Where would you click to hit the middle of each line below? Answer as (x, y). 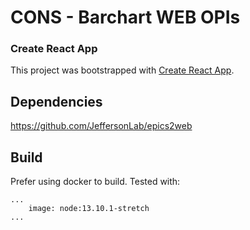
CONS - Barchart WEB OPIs (125, 17)
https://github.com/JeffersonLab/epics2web (101, 126)
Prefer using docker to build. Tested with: (95, 182)
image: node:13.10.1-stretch (89, 209)
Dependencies (56, 101)
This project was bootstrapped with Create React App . (122, 70)
